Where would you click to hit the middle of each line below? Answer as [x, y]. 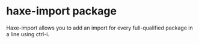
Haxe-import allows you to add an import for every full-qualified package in [100, 28]
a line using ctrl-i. [28, 34]
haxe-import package [62, 11]
